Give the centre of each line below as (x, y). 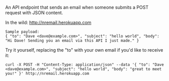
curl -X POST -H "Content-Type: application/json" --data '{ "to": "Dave (85, 65)
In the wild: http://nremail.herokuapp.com (48, 23)
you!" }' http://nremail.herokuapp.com (47, 73)
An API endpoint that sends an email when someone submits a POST (77, 7)
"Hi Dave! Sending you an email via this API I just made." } (72, 40)
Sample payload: (22, 32)
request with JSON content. (34, 13)
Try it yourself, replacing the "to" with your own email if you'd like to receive (84, 50)
